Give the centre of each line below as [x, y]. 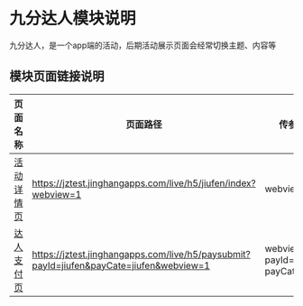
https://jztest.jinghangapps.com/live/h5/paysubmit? [141, 254]
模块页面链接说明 [57, 76]
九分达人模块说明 [73, 19]
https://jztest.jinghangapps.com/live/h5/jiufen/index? [144, 183]
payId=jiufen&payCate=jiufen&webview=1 [121, 265]
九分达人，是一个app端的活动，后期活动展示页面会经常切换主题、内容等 [143, 45]
